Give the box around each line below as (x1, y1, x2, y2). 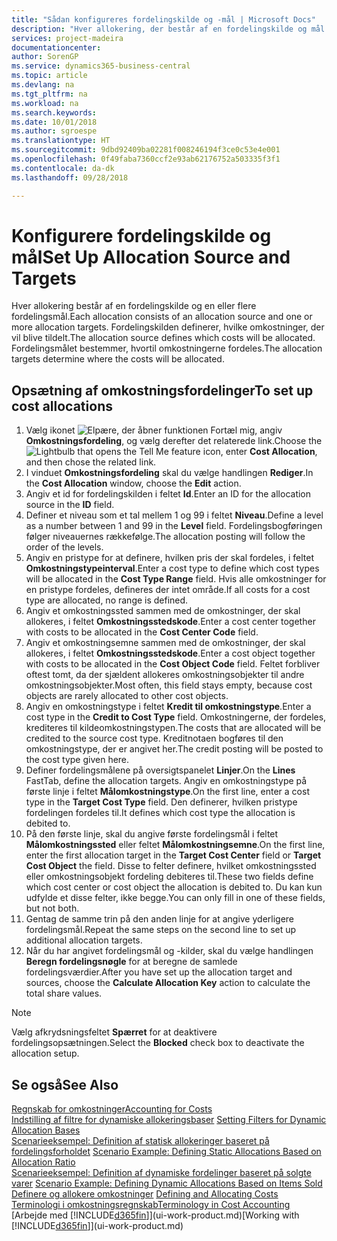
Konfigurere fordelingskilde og (11, 224, 272, 247)
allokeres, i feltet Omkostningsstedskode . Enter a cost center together (25, 616, 316, 628)
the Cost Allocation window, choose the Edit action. (25, 477, 242, 490)
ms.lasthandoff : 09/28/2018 (11, 172, 129, 183)
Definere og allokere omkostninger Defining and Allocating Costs (11, 1188, 279, 1200)
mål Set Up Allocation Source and (11, 246, 291, 268)
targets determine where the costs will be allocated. (11, 353, 225, 365)
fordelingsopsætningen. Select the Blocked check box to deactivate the (11, 1037, 305, 1049)
